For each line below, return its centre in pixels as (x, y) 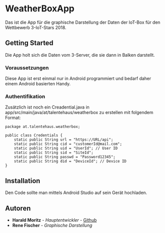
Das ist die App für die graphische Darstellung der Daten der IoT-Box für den (83, 22)
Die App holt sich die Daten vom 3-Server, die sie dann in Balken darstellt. (80, 55)
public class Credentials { (34, 136)
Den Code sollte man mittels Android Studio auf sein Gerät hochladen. (76, 193)
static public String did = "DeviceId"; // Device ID (70, 161)
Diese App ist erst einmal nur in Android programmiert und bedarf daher (78, 78)
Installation (23, 181)
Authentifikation (25, 96)
